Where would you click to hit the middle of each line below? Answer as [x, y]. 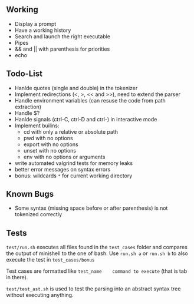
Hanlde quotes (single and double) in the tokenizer [76, 88]
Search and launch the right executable [63, 36]
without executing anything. [40, 295]
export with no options [51, 144]
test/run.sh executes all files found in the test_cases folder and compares [97, 247]
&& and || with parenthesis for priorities [62, 49]
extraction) [28, 107]
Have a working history [43, 30]
